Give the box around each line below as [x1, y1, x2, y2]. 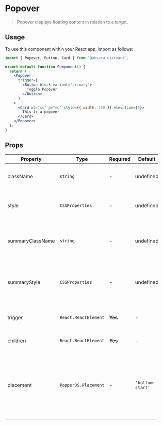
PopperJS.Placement [60, 382, 105, 388]
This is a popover [22, 110, 60, 114]
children [7, 337, 26, 344]
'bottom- [135, 380, 155, 385]
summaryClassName [7, 237, 55, 244]
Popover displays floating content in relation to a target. [16, 19, 128, 25]
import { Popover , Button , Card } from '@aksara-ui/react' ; [5, 55, 130, 60]
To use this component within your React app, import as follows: [5, 46, 133, 52]
